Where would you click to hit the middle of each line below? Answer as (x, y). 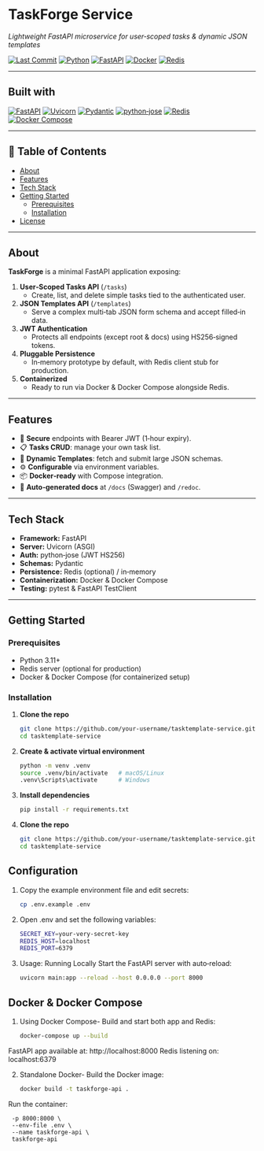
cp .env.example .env (55, 904)
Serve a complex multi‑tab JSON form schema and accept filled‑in (138, 312)
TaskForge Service (71, 15)
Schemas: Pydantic (51, 563)
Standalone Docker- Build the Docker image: (92, 1074)
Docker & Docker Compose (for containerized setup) (104, 677)
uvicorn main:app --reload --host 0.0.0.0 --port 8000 (111, 978)
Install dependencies (55, 795)
